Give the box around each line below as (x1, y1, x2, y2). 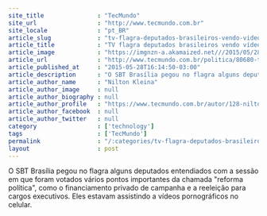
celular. (8, 200, 33, 210)
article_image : (8, 48, 102, 56)
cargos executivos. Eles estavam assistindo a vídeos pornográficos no (8, 191, 239, 201)
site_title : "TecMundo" (8, 11, 141, 20)
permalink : (8, 137, 102, 145)
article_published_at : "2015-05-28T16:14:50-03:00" (8, 64, 201, 71)
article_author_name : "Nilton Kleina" (8, 78, 158, 86)
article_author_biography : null (8, 93, 119, 101)
